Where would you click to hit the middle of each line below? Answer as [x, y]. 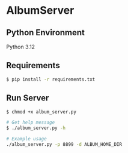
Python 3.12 [20, 47]
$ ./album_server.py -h [36, 128]
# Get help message [31, 123]
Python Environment [46, 33]
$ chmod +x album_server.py [41, 112]
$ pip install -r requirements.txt [51, 79]
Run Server [28, 98]
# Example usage [26, 139]
